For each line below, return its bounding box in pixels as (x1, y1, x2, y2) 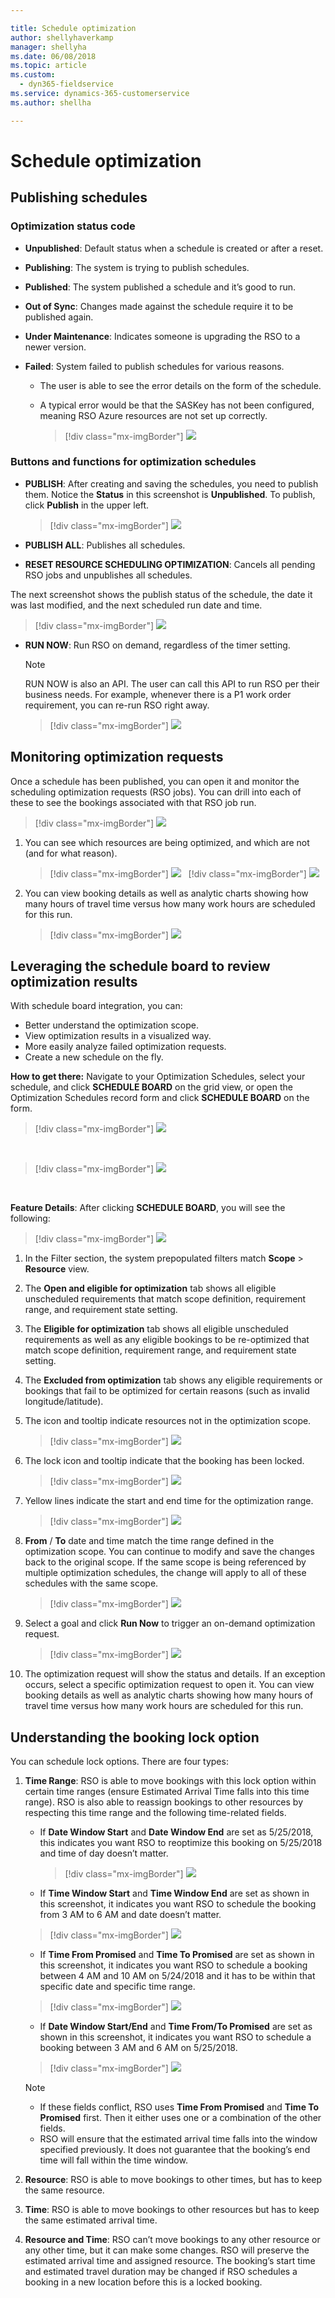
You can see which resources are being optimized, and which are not (24, 836, 310, 848)
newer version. (24, 341, 87, 353)
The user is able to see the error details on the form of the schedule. (39, 379, 322, 391)
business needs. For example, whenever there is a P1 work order (24, 688, 292, 700)
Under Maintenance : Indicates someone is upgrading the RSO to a (24, 330, 301, 342)
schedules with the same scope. (24, 1577, 159, 1590)
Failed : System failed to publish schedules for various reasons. (24, 360, 285, 372)
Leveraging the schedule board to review (10, 958, 271, 975)
